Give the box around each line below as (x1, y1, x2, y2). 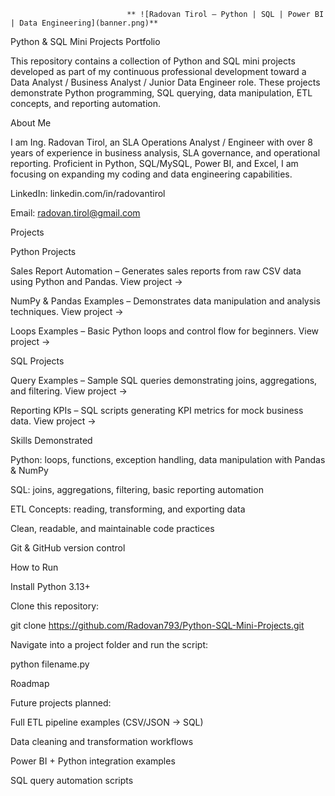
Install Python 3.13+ (10, 581, 91, 592)
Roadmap (10, 678, 50, 689)
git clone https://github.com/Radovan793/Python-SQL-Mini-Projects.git (10, 620, 305, 631)
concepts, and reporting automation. (10, 98, 162, 109)
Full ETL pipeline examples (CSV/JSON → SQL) (10, 716, 204, 728)
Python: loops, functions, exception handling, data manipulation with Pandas (10, 454, 326, 465)
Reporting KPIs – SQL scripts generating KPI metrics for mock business (10, 405, 304, 416)
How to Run (10, 561, 59, 573)
